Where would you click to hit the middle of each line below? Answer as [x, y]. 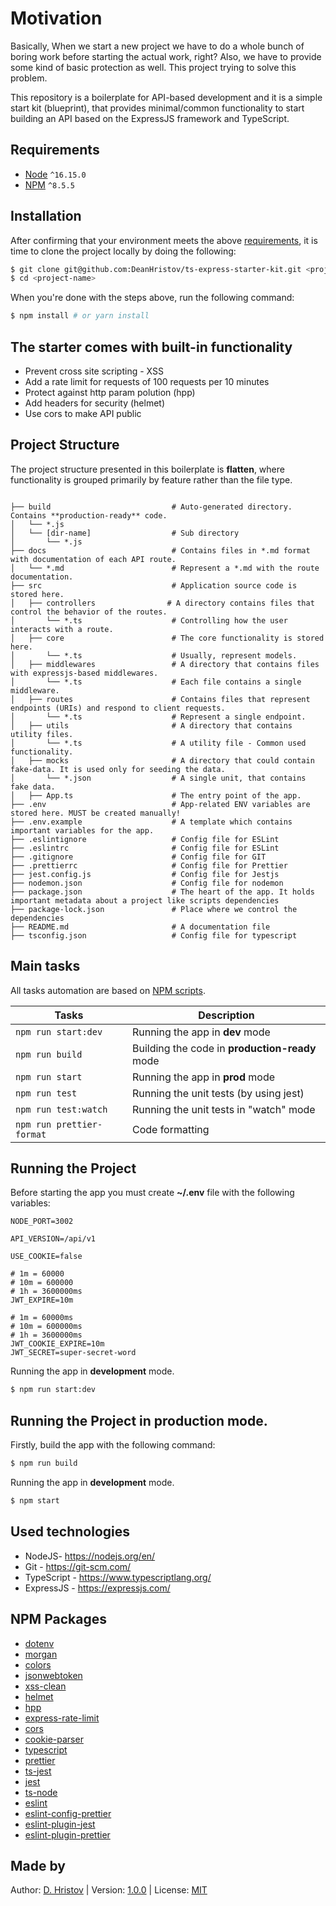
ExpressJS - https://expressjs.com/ [97, 1588]
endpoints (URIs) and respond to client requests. [118, 708]
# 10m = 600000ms [46, 1327]
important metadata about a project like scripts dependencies [145, 900]
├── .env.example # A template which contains [151, 822]
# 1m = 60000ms [42, 1318]
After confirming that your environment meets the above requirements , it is [164, 240]
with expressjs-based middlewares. [84, 673]
